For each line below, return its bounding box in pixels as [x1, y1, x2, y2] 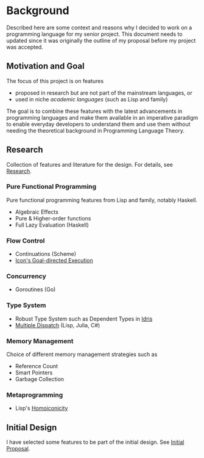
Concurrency [6, 272, 47, 281]
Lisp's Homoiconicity [15, 404, 68, 412]
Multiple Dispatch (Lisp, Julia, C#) [15, 321, 100, 329]
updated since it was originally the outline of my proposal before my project [6, 37, 196, 44]
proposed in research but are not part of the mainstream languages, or [15, 89, 193, 96]
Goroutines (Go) [15, 286, 56, 293]
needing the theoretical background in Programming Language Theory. [6, 126, 185, 134]
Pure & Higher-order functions [15, 214, 91, 222]
